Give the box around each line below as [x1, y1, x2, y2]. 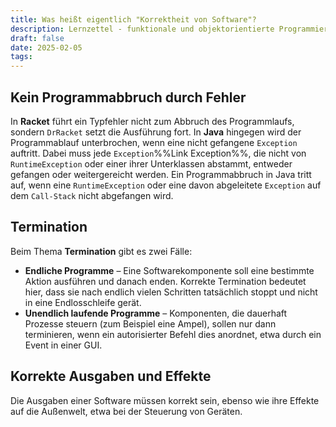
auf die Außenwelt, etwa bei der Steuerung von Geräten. [10, 405, 243, 417]
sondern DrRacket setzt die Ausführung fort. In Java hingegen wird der [10, 126, 302, 138]
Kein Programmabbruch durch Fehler [10, 89, 247, 106]
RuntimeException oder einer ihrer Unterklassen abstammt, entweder [10, 157, 293, 170]
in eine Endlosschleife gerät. [24, 296, 142, 308]
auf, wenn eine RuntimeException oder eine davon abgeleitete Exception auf [10, 179, 322, 191]
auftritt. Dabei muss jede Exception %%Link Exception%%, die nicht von [10, 147, 307, 159]
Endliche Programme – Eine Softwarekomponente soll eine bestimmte [24, 264, 315, 276]
